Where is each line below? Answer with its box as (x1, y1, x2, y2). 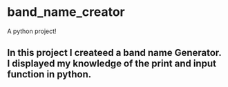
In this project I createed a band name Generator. (7, 47, 222, 59)
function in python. (7, 68, 92, 80)
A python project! (7, 27, 57, 35)
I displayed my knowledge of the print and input (7, 58, 216, 70)
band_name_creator (7, 4, 126, 20)
